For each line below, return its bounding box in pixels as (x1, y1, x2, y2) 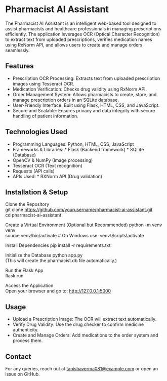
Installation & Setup (5, 188, 68, 196)
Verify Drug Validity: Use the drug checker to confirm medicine (12, 321, 144, 327)
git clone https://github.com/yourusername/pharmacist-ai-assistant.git (5, 206, 153, 213)
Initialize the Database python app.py (5, 252, 83, 259)
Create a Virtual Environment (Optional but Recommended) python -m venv (5, 222, 162, 228)
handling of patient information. (12, 113, 78, 119)
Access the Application (5, 282, 54, 289)
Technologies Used (5, 128, 67, 136)
